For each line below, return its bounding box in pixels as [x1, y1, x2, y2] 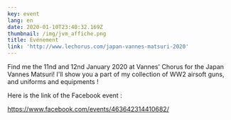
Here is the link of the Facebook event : [7, 91, 122, 100]
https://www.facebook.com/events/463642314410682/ [7, 105, 169, 113]
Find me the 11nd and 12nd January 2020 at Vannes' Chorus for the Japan [7, 63, 225, 71]
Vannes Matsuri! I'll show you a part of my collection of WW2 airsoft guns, [7, 70, 225, 78]
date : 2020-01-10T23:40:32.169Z [7, 23, 103, 30]
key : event [7, 10, 40, 18]
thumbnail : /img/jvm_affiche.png [7, 30, 107, 37]
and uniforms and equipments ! [7, 78, 99, 85]
